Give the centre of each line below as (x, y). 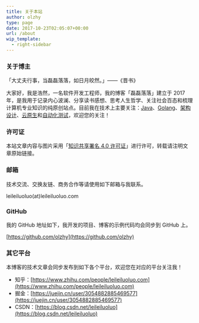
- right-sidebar (31, 45)
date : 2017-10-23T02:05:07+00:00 (47, 28)
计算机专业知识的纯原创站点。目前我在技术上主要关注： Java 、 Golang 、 (93, 108)
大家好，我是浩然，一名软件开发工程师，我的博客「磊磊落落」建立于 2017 (96, 93)
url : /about (21, 34)
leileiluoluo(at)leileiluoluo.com (42, 196)
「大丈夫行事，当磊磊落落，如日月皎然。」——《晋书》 (72, 80)
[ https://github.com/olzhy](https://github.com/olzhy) (70, 237)
